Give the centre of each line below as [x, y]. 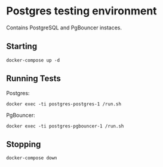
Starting [22, 46]
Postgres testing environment [81, 11]
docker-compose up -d [33, 60]
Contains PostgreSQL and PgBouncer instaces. [64, 28]
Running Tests [33, 79]
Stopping [24, 144]
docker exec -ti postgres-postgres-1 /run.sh [64, 104]
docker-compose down [32, 158]
